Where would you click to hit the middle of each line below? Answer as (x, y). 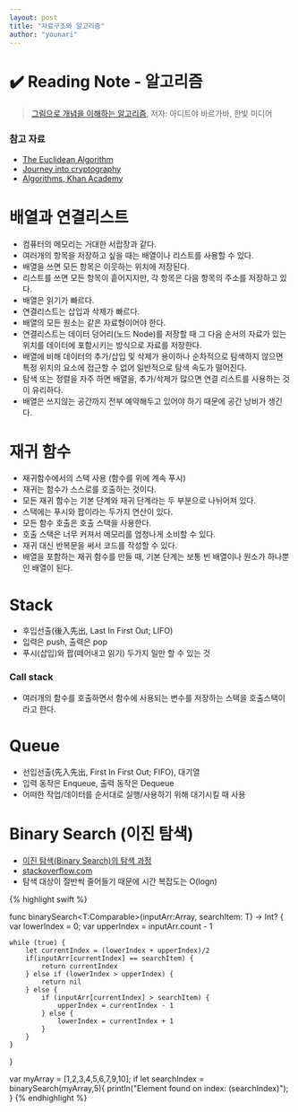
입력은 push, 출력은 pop (64, 642)
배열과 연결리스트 (69, 217)
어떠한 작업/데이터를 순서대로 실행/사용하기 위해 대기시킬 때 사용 (134, 794)
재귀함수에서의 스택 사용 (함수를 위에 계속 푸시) (104, 478)
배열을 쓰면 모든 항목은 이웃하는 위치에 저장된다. (106, 267)
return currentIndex (80, 966)
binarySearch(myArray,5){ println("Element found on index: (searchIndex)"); (149, 1088)
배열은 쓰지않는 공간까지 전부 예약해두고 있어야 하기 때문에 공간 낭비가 (144, 401)
